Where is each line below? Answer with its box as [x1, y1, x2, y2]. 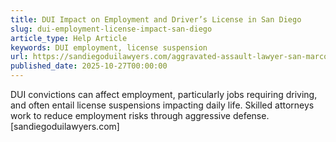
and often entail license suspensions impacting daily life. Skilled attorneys [10, 99, 315, 111]
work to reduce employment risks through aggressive [10, 110, 231, 121]
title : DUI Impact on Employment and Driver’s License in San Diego [10, 14, 302, 25]
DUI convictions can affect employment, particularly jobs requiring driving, [10, 89, 318, 100]
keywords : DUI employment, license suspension [10, 42, 208, 53]
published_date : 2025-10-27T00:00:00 [10, 61, 168, 71]
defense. [232, 110, 270, 121]
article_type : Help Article [10, 33, 128, 43]
